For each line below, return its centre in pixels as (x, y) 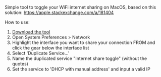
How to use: (17, 22)
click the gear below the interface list (50, 48)
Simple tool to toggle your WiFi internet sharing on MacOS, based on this (80, 7)
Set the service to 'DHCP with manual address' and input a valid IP (81, 69)
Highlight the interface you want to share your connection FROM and (84, 42)
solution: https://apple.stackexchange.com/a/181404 (59, 12)
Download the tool (31, 32)
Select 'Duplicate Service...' (41, 53)
